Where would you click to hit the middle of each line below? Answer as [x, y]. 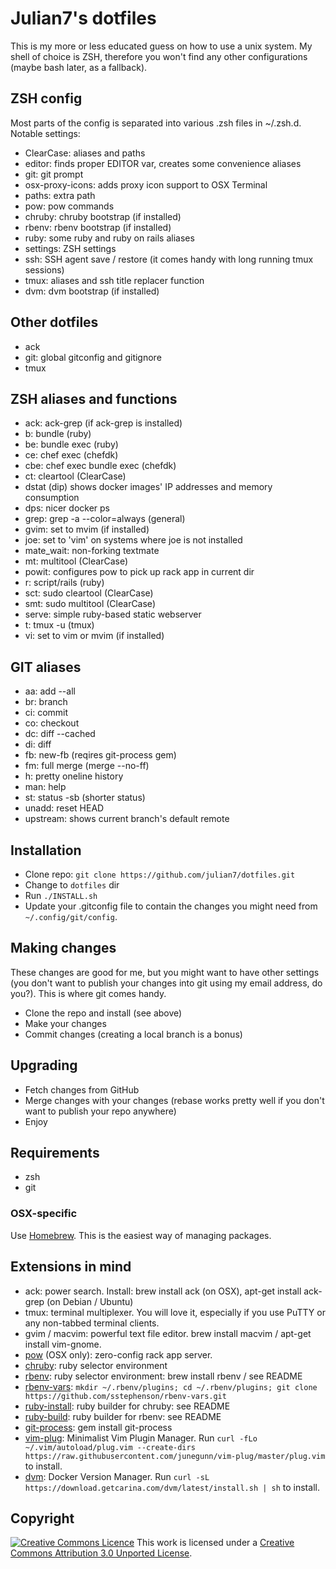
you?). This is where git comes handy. [88, 993]
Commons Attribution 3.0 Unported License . [101, 1553]
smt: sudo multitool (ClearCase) [90, 604]
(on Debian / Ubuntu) [90, 1301]
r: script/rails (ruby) [64, 583]
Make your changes [65, 1023]
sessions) [44, 269]
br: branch [46, 702]
